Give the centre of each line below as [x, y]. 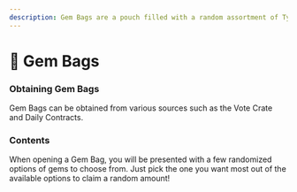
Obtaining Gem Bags [54, 88]
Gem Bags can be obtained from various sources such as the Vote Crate [141, 108]
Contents [30, 141]
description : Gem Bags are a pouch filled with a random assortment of [144, 17]
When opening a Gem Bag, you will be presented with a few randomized [141, 159]
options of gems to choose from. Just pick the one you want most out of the [148, 169]
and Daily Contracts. [46, 118]
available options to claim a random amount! [90, 179]
